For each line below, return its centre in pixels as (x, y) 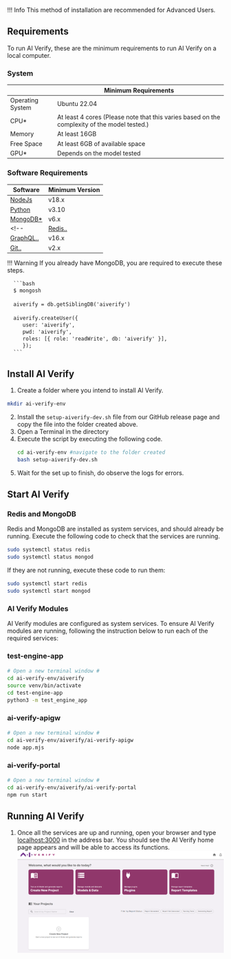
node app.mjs (26, 747)
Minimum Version (74, 190)
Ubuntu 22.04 (77, 104)
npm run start (27, 794)
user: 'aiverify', (49, 325)
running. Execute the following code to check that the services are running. (113, 536)
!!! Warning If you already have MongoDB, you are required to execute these (114, 263)
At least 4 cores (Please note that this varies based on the (139, 117)
